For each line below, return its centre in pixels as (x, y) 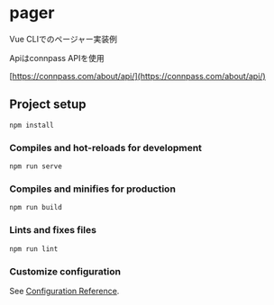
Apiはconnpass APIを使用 (57, 58)
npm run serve (36, 166)
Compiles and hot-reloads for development (106, 148)
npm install (32, 125)
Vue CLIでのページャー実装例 (63, 39)
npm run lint (34, 249)
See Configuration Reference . (64, 291)
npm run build (36, 208)
